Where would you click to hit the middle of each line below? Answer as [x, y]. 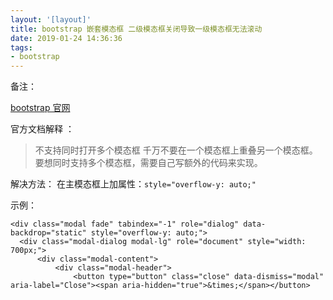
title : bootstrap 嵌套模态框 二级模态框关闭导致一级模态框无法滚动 [136, 29]
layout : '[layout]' [51, 19]
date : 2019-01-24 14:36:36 [66, 38]
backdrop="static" [48, 233]
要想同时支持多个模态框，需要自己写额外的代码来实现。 [148, 163]
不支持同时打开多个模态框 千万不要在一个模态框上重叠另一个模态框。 [176, 150]
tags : [21, 47]
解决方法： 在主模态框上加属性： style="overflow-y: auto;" [133, 184]
